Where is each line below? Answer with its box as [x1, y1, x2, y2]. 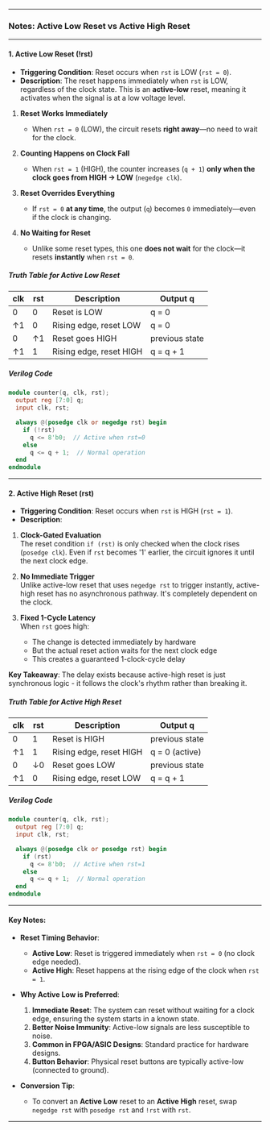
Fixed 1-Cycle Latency [19, 613, 96, 623]
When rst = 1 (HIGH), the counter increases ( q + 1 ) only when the [31, 164, 256, 173]
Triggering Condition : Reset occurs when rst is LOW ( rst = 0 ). [19, 67, 231, 77]
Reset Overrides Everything [19, 188, 115, 197]
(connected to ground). [31, 1066, 109, 1075]
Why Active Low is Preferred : [19, 990, 120, 999]
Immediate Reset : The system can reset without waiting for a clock [31, 1005, 255, 1016]
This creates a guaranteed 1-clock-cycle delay [31, 654, 186, 664]
